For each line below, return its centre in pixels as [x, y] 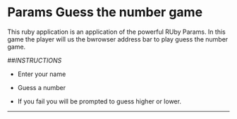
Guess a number [42, 87]
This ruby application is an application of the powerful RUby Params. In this [116, 32]
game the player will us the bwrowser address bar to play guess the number [118, 39]
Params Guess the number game [105, 12]
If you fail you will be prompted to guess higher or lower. [99, 101]
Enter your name [42, 74]
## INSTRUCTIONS [35, 60]
